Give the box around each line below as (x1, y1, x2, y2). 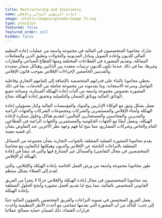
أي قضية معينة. (5, 128, 32, 134)
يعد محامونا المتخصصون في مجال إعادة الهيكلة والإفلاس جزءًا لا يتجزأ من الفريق (5, 177, 148, 183)
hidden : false (5, 34, 34, 39)
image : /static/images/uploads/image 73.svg (5, 16, 97, 21)
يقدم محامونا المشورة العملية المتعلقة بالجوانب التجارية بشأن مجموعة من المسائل (5, 137, 152, 143)
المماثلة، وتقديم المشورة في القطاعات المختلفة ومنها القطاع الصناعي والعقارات (5, 58, 148, 64)
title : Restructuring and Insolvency (5, 7, 81, 12)
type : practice (5, 20, 36, 26)
